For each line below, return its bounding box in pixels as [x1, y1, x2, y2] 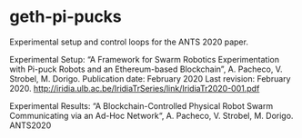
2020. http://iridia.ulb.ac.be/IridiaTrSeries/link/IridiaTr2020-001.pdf [9, 83, 260, 94]
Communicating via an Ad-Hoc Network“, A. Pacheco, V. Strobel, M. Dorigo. [9, 110, 294, 121]
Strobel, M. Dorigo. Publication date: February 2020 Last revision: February [9, 73, 291, 84]
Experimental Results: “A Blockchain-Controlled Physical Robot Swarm [9, 100, 274, 111]
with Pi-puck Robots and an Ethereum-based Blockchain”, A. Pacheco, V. [9, 64, 283, 74]
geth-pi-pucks [9, 6, 123, 27]
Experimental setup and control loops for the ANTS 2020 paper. [9, 36, 248, 47]
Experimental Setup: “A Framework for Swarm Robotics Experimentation [9, 54, 280, 64]
